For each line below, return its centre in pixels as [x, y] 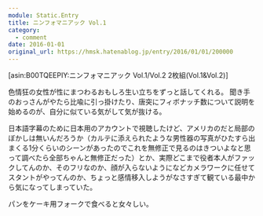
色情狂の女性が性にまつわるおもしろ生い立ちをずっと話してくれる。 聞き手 [130, 92]
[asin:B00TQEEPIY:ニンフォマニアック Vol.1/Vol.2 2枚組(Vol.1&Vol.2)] [119, 75]
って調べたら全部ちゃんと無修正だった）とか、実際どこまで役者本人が [121, 157]
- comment [31, 37]
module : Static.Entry [44, 15]
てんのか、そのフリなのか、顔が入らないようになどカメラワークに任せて [138, 167]
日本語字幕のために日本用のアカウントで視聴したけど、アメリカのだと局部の [131, 128]
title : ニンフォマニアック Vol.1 [57, 23]
